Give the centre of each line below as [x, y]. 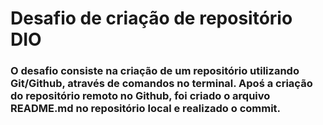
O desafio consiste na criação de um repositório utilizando [155, 71]
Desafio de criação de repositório [151, 18]
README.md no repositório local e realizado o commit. [146, 109]
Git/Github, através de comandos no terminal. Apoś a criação [161, 84]
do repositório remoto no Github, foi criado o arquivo [140, 96]
